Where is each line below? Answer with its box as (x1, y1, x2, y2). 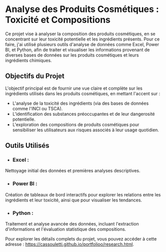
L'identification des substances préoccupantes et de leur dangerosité (12, 111, 155, 117)
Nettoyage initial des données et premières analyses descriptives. (5, 168, 141, 174)
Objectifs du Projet (5, 72, 65, 81)
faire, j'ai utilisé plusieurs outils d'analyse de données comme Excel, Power (5, 41, 160, 47)
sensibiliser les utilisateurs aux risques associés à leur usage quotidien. (12, 127, 160, 133)
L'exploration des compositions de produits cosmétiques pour (12, 121, 140, 127)
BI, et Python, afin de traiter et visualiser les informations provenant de (5, 47, 150, 53)
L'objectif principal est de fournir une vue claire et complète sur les (5, 85, 143, 91)
